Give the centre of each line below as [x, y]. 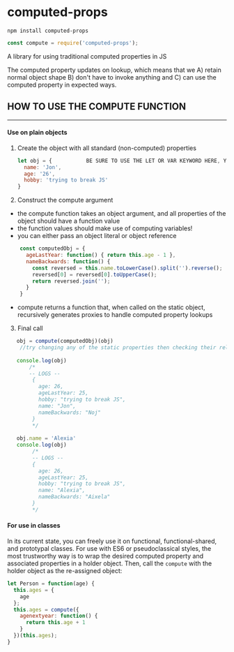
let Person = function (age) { [51, 584]
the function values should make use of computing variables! [105, 228]
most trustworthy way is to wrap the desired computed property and [106, 556]
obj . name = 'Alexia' [46, 438]
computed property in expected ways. [62, 84]
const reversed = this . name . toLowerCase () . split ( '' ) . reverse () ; [127, 268]
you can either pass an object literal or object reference [97, 236]
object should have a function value [69, 221]
